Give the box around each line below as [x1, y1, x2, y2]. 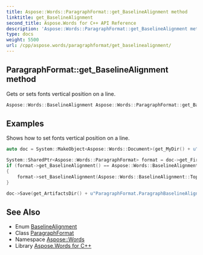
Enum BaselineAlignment [14, 223, 77, 230]
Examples [6, 118, 44, 128]
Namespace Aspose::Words [14, 236, 85, 243]
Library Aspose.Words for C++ [14, 242, 92, 250]
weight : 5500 [6, 37, 39, 43]
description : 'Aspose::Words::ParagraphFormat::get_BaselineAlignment [6, 25, 188, 32]
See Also [6, 207, 40, 217]
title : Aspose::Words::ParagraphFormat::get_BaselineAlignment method [6, 8, 188, 15]
